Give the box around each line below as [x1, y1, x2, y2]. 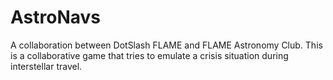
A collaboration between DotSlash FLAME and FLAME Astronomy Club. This [10, 39, 323, 51]
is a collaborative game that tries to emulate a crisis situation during [10, 49, 289, 61]
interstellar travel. [10, 60, 83, 72]
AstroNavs [10, 6, 102, 29]
